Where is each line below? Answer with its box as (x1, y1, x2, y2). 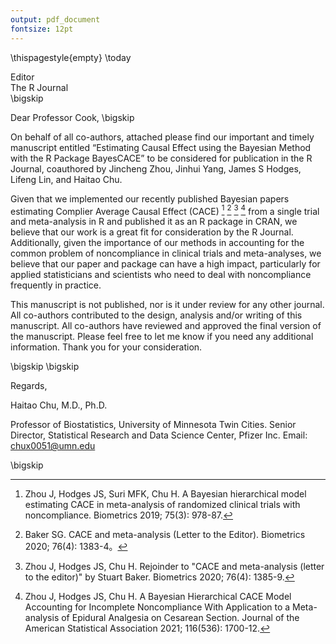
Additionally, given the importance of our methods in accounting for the (10, 237, 305, 249)
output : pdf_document (10, 14, 101, 25)
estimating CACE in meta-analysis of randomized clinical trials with (24, 499, 301, 511)
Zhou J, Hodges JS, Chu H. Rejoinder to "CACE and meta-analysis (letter (24, 561, 325, 573)
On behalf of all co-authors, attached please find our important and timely (10, 131, 315, 143)
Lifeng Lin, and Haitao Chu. (10, 173, 123, 185)
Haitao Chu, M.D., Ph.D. (10, 399, 108, 411)
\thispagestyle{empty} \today (10, 51, 132, 63)
